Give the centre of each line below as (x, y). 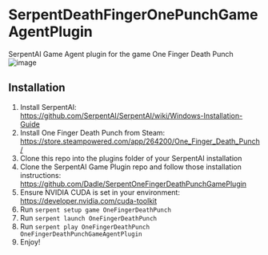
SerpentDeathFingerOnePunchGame (133, 15)
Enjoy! (30, 241)
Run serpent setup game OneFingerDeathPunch (96, 209)
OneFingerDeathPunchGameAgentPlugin (81, 234)
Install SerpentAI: (48, 107)
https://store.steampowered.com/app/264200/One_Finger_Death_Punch (140, 141)
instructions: (40, 175)
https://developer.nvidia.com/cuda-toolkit (88, 200)
